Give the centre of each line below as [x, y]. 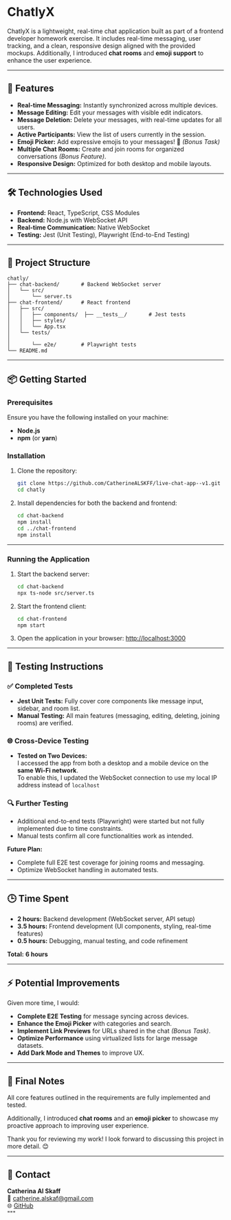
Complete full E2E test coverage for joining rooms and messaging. [111, 862]
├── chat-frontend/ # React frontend [69, 303]
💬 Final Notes [36, 1081]
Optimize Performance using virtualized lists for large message [107, 1038]
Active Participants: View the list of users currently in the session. [111, 134]
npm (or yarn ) [37, 438]
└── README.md [27, 351]
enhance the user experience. [49, 60]
